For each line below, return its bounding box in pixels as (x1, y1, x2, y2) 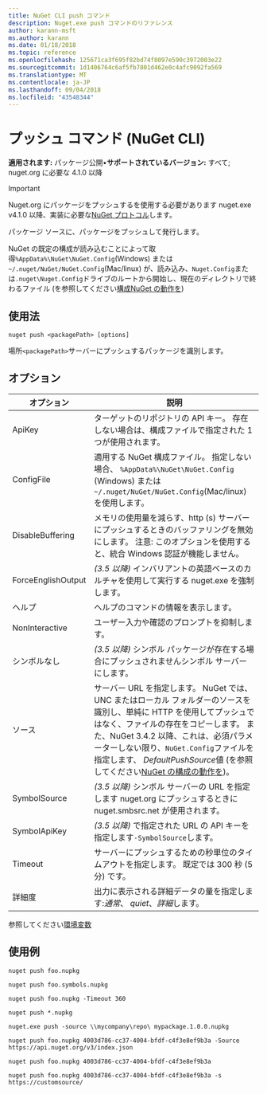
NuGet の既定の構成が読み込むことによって (8, 244, 149, 253)
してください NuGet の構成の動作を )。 (94, 766, 234, 777)
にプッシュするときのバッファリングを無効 (94, 523, 253, 535)
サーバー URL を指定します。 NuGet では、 (94, 682, 253, 693)
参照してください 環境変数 (8, 920, 92, 929)
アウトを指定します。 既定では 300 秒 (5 (102, 858, 253, 869)
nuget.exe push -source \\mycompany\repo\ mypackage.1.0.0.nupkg (8, 1022, 229, 1030)
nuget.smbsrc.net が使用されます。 (94, 805, 225, 816)
